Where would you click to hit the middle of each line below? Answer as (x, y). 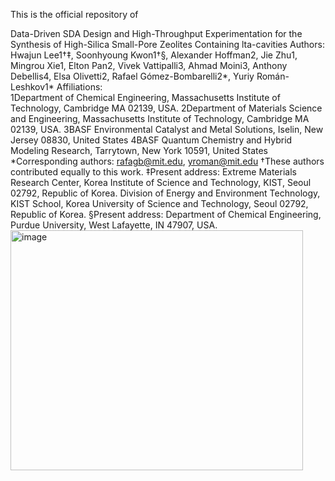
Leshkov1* (32, 87)
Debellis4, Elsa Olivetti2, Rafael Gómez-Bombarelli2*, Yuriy (132, 76)
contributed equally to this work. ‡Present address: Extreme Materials (153, 172)
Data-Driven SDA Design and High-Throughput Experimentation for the (156, 33)
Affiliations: (79, 87)
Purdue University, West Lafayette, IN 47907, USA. (114, 225)
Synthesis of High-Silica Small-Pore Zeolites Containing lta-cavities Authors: (167, 44)
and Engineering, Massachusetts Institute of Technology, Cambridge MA (160, 118)
